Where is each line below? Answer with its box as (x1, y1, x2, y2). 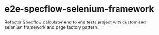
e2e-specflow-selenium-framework (4, 3, 154, 14)
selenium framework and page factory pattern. (4, 24, 99, 30)
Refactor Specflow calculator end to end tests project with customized (4, 19, 146, 25)
